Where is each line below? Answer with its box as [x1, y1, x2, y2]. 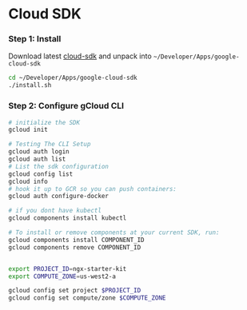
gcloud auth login [8, 148, 70, 156]
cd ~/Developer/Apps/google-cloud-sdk [8, 74, 137, 82]
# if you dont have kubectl [8, 207, 102, 215]
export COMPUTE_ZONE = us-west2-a [8, 272, 116, 280]
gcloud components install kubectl [8, 214, 127, 222]
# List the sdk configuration [8, 162, 110, 170]
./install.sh [8, 81, 52, 89]
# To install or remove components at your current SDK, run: [8, 229, 220, 236]
